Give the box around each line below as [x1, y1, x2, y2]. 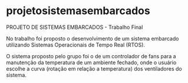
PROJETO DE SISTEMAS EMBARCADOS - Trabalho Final [6, 24, 143, 31]
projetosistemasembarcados [6, 4, 150, 18]
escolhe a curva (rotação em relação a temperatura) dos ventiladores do [6, 65, 182, 72]
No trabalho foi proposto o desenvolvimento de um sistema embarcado [6, 35, 179, 42]
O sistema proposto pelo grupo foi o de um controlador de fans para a [6, 52, 176, 59]
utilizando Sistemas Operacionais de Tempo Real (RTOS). [6, 41, 146, 48]
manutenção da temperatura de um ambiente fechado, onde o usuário [6, 59, 177, 66]
